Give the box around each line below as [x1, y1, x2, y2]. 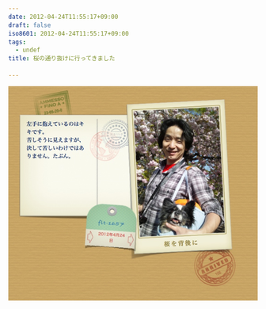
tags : [8, 38, 26, 46]
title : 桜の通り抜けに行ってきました [8, 55, 116, 63]
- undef [15, 46, 41, 55]
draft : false [8, 21, 51, 29]
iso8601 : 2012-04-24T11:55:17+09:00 [8, 29, 129, 37]
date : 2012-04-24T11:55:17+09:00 [8, 13, 119, 21]
